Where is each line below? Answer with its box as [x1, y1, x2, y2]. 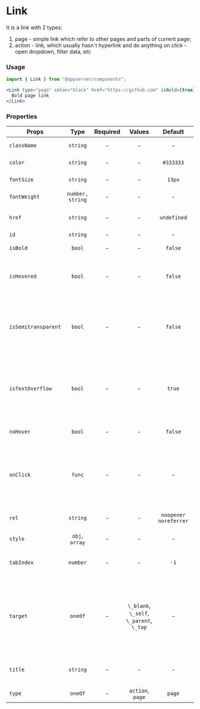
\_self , [129, 609, 149, 617]
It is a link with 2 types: [6, 24, 62, 31]
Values [129, 128, 149, 136]
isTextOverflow [9, 385, 52, 392]
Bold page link [11, 92, 49, 99]
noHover [9, 428, 31, 435]
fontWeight [9, 193, 40, 200]
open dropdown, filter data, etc [14, 48, 91, 55]
